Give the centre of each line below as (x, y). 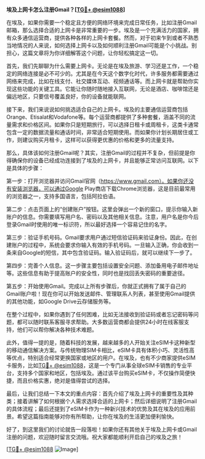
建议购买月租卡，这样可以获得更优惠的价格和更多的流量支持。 (100, 140)
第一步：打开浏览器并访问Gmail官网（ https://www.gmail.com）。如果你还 (98, 181)
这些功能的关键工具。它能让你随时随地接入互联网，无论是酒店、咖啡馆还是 (105, 89)
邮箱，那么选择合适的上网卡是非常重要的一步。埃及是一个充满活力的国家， (100, 30)
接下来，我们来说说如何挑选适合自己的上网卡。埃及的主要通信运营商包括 (97, 109)
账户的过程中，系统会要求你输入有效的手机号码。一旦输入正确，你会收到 (102, 245)
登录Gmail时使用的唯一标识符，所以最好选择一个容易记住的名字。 (88, 224)
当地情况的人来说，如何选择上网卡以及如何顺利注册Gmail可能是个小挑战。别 (102, 45)
